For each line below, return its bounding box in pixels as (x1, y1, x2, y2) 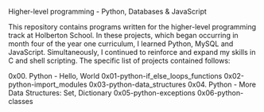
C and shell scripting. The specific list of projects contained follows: (8, 56, 231, 65)
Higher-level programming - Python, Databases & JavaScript (8, 7, 207, 16)
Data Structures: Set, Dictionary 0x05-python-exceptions (8, 88, 196, 98)
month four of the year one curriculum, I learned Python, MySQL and (8, 39, 234, 48)
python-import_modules (8, 79, 87, 89)
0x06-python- (197, 88, 244, 98)
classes (8, 97, 33, 106)
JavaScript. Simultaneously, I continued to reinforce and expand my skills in (8, 48, 256, 56)
